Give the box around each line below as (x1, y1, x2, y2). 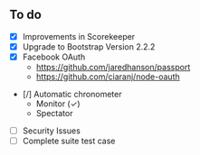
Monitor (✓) (35, 98, 81, 109)
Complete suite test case (22, 135, 116, 147)
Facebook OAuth (22, 51, 86, 62)
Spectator (35, 108, 73, 118)
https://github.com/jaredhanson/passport (35, 62, 191, 72)
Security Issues (22, 125, 81, 136)
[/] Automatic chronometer (22, 89, 122, 99)
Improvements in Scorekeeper (22, 31, 136, 41)
